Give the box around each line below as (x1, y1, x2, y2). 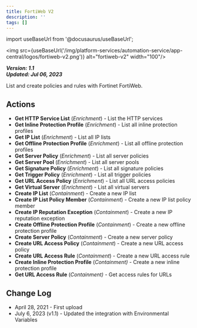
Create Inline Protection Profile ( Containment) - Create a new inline (14, 259, 180, 266)
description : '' (6, 14, 46, 20)
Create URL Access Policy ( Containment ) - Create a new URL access (14, 240, 183, 247)
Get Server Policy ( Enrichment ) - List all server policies (14, 152, 149, 159)
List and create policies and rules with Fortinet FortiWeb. (6, 82, 143, 89)
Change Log (6, 288, 52, 298)
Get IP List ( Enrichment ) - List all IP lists (14, 133, 111, 141)
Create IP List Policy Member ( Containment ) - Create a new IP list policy (14, 196, 191, 203)
